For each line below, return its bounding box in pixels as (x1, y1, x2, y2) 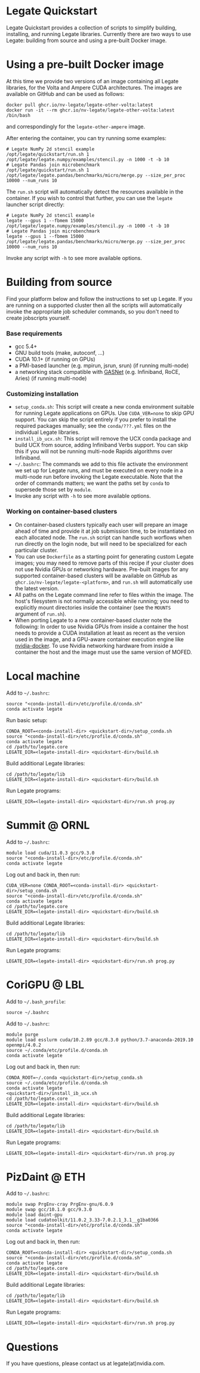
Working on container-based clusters (6, 508, 118, 516)
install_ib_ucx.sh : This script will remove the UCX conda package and (14, 435, 192, 442)
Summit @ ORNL (6, 818, 90, 832)
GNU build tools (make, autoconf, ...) (14, 349, 105, 357)
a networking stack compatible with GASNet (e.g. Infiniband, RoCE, (14, 369, 180, 376)
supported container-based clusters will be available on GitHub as (14, 572, 178, 579)
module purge (6, 1031, 39, 1037)
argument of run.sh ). (14, 610, 67, 617)
